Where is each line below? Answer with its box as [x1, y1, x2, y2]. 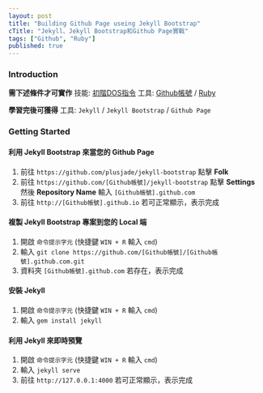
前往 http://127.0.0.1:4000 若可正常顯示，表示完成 [19, 375, 193, 385]
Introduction [8, 69, 58, 80]
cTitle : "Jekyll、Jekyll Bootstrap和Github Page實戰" [8, 27, 189, 35]
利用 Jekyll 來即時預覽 [8, 335, 83, 345]
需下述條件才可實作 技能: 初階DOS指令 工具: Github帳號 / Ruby [8, 88, 216, 98]
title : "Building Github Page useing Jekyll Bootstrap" [8, 19, 201, 28]
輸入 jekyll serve [19, 365, 81, 375]
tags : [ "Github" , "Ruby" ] [8, 34, 95, 43]
